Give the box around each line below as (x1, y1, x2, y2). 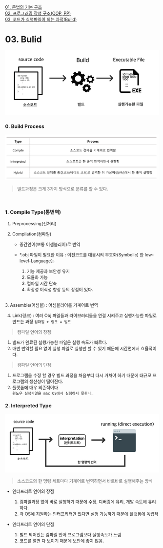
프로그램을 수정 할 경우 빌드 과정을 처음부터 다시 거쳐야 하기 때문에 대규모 (12, 372, 152, 378)
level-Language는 (19, 258, 55, 264)
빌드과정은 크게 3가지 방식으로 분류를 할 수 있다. (17, 186, 108, 191)
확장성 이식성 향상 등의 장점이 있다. (26, 286, 94, 292)
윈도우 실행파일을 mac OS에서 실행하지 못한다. (12, 391, 94, 396)
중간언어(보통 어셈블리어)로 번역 (19, 241, 81, 247)
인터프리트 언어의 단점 (12, 521, 55, 527)
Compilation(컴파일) (12, 231, 52, 237)
